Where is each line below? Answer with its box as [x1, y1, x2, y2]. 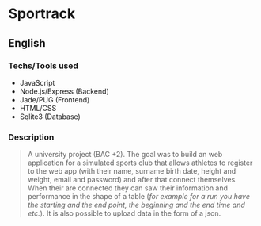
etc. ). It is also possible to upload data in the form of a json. [27, 209, 221, 218]
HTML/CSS [19, 103, 57, 113]
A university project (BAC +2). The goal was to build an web [27, 150, 223, 159]
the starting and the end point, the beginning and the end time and [27, 200, 245, 210]
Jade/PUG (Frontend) [19, 94, 90, 104]
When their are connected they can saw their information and [27, 183, 228, 193]
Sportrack [8, 5, 76, 23]
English [8, 36, 46, 50]
